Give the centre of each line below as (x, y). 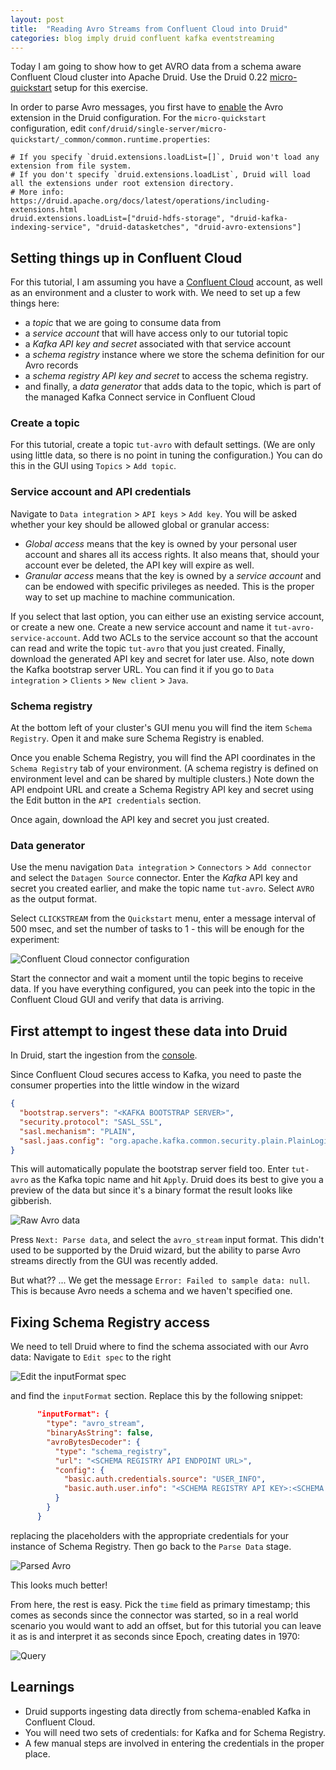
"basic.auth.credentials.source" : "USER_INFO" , (165, 1479)
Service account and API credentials (101, 492)
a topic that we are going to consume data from (123, 323)
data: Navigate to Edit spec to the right (91, 1357)
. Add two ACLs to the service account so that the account (197, 637)
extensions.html (44, 210)
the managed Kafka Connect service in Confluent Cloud (140, 397)
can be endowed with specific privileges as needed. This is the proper (169, 586)
